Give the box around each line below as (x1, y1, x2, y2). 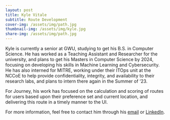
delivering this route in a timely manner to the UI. (5, 99, 108, 105)
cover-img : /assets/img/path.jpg (5, 22, 77, 27)
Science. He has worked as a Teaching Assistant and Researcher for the (5, 51, 158, 57)
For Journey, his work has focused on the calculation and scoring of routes (5, 88, 164, 94)
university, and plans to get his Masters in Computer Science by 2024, (5, 56, 154, 62)
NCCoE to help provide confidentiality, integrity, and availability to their (5, 73, 155, 78)
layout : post (5, 7, 33, 13)
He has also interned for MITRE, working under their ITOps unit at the (5, 67, 151, 73)
